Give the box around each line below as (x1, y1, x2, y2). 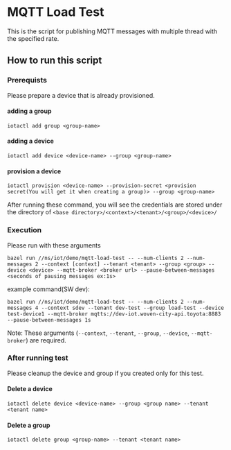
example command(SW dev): (7, 285, 90, 293)
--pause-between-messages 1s (7, 316, 91, 323)
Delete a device (7, 385, 53, 393)
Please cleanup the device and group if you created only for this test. (7, 369, 204, 377)
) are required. (25, 336, 67, 344)
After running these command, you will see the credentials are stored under (7, 200, 223, 209)
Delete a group (7, 421, 50, 429)
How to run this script (7, 55, 102, 67)
